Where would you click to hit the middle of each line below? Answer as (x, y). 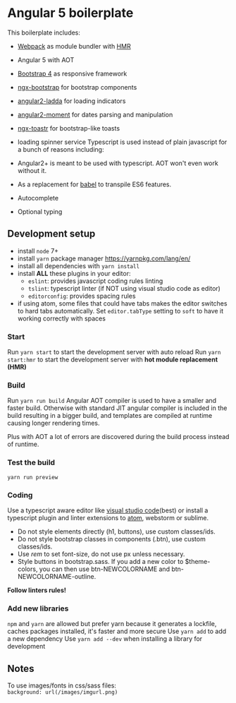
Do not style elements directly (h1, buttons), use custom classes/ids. (117, 531)
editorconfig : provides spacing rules (82, 296)
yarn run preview (33, 477)
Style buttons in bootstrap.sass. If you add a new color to (100, 561)
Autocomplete (38, 198)
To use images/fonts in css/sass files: (62, 685)
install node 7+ (38, 251)
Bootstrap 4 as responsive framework (72, 73)
